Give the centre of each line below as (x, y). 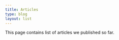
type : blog (16, 14)
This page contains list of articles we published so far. (60, 33)
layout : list (18, 19)
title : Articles (22, 10)
